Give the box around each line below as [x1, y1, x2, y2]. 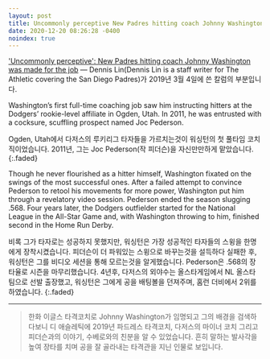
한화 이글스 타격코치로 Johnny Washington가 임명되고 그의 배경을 [27, 312, 235, 322]
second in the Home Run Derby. [8, 221, 114, 230]
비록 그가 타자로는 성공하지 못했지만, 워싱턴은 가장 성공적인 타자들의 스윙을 [8, 237, 243, 246]
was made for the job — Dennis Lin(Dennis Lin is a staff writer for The [8, 65, 239, 75]
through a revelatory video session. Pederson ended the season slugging [8, 195, 251, 204]
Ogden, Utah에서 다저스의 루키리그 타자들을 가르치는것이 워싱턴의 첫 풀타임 [8, 134, 246, 144]
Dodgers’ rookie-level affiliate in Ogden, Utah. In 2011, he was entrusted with [8, 109, 262, 119]
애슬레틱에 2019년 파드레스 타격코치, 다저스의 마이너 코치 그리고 [58, 322, 259, 332]
